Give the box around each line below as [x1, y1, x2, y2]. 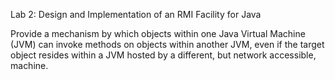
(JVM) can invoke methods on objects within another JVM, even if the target [10, 39, 325, 50]
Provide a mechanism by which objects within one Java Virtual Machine [10, 28, 306, 39]
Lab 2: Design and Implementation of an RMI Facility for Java [10, 9, 262, 20]
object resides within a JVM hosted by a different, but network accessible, [10, 49, 317, 61]
